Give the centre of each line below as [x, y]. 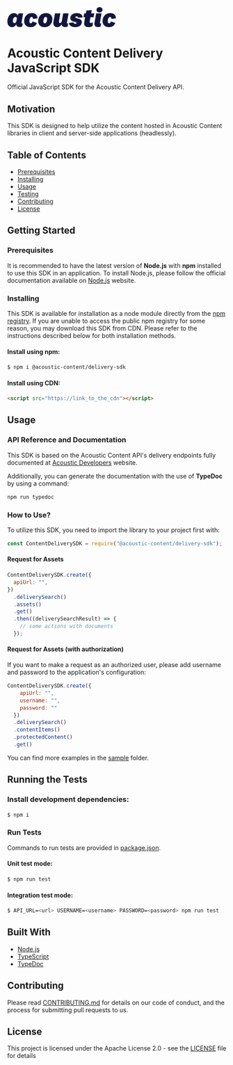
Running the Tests [48, 779]
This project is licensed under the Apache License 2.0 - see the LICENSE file [117, 1048]
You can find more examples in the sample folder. [78, 758]
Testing [28, 193]
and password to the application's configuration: [77, 672]
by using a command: [38, 483]
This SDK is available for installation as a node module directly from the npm [116, 313]
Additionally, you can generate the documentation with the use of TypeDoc [115, 476]
